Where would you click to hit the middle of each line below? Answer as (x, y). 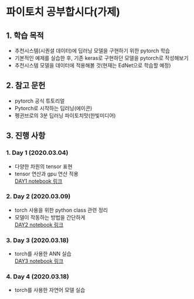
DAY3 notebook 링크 (39, 261)
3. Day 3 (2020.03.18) (38, 240)
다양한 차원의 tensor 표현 (43, 166)
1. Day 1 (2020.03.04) (37, 153)
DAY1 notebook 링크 (38, 181)
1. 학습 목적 (25, 35)
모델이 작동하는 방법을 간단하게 (50, 217)
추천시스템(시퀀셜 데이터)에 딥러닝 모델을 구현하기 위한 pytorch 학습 (92, 51)
